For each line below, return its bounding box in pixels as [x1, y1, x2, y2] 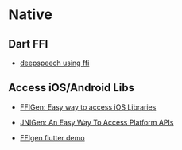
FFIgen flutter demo [19, 133, 85, 142]
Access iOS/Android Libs [8, 81, 135, 94]
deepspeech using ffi [19, 58, 90, 67]
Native [8, 6, 53, 24]
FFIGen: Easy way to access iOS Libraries [19, 102, 157, 112]
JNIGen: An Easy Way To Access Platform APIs [19, 117, 174, 127]
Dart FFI [8, 37, 48, 51]
